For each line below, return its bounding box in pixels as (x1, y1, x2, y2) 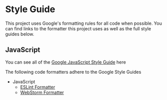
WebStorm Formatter (20, 89, 64, 95)
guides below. (5, 31, 34, 37)
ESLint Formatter (20, 84, 56, 90)
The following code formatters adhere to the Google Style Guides (5, 69, 142, 75)
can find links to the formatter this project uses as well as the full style (5, 25, 151, 31)
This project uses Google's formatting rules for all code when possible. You (5, 20, 162, 26)
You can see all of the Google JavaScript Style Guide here (5, 59, 127, 65)
